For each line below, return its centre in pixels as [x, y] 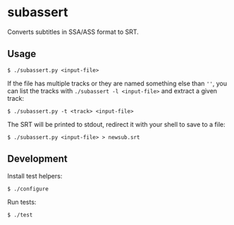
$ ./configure [28, 189]
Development [38, 159]
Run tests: [22, 202]
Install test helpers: [35, 176]
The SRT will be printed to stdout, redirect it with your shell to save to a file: [116, 124]
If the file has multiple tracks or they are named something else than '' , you [117, 83]
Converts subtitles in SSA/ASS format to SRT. [73, 32]
